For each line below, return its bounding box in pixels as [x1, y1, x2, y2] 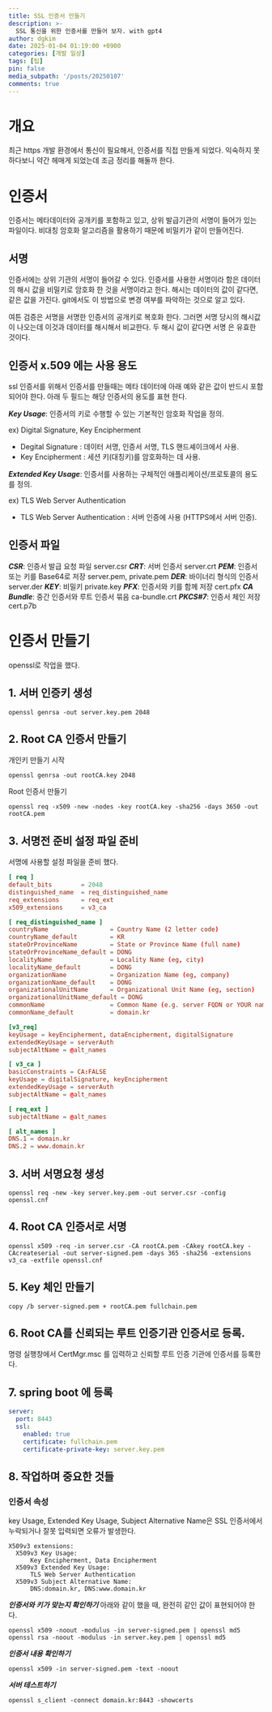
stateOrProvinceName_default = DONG [8, 948, 132, 957]
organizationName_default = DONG [8, 978, 132, 986]
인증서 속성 [8, 1495, 49, 1507]
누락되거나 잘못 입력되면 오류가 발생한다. [8, 1526, 136, 1536]
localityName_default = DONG [8, 963, 132, 972]
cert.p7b [8, 601, 37, 611]
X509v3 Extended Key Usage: [15, 1564, 111, 1572]
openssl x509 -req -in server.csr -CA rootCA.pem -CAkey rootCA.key [8, 1242, 244, 1250]
